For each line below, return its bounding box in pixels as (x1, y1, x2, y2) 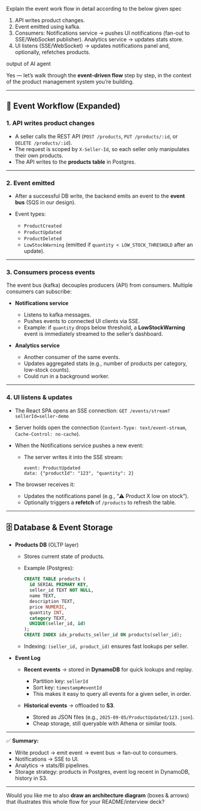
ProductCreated (23, 223, 62, 229)
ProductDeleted (23, 236, 62, 242)
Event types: (14, 210, 46, 218)
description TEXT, (29, 598, 75, 604)
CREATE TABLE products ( (23, 576, 86, 582)
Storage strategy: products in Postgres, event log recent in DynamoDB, (14, 768, 190, 776)
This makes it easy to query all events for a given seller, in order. (32, 691, 191, 698)
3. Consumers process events (6, 268, 96, 276)
